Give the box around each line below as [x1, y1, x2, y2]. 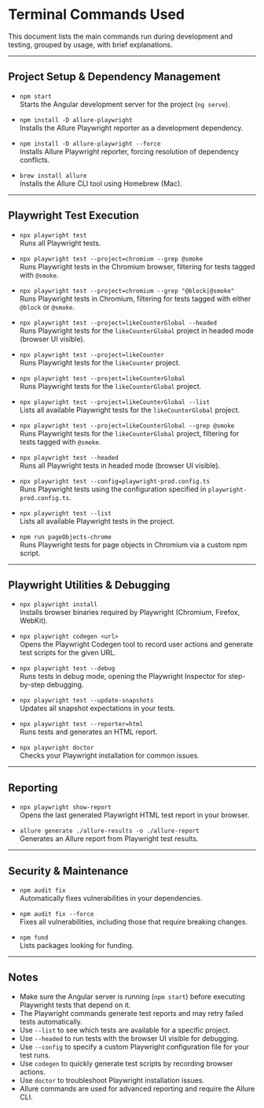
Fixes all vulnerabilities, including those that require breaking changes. [19, 917, 248, 926]
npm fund [19, 934, 49, 942]
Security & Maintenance [8, 864, 129, 877]
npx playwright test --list [19, 510, 112, 517]
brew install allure [19, 172, 87, 180]
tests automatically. [19, 1017, 82, 1026]
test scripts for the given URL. [19, 648, 116, 658]
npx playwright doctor [19, 744, 94, 752]
